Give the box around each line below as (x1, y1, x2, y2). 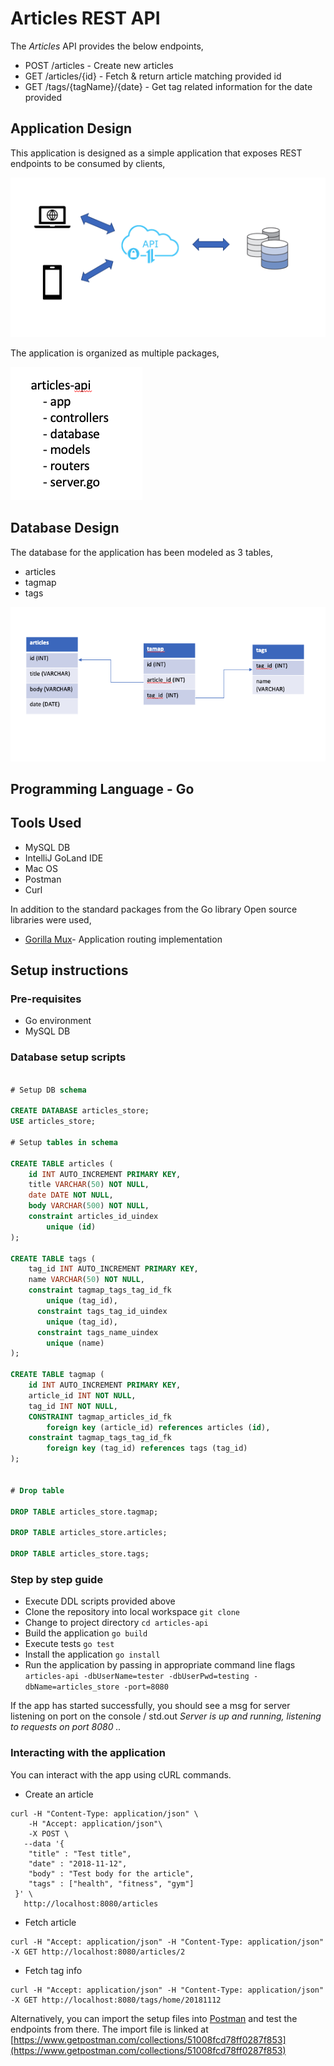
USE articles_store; (10, 1117, 97, 1127)
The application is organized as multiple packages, (10, 347, 220, 359)
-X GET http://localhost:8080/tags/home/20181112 (10, 1995, 222, 2005)
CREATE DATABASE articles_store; (10, 1106, 150, 1116)
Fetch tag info (24, 1964, 83, 1976)
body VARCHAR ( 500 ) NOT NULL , (28, 1201, 150, 1211)
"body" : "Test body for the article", (28, 1868, 195, 1879)
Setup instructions (10, 962, 129, 979)
